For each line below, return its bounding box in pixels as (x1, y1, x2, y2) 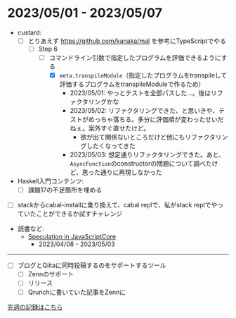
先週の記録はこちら (7, 302, 63, 311)
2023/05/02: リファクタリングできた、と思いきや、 (70, 106, 219, 115)
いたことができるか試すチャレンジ (23, 209, 123, 218)
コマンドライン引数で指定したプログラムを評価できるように (48, 54, 221, 62)
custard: (17, 28, 42, 37)
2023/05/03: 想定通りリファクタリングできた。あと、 (70, 150, 225, 159)
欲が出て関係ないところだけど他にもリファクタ (80, 133, 216, 142)
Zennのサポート (27, 270, 74, 279)
